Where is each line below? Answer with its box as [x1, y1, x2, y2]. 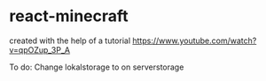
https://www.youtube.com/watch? [132, 35, 257, 46]
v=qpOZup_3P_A [9, 44, 71, 55]
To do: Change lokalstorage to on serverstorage [9, 62, 184, 72]
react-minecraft [9, 6, 129, 26]
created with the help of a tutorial [9, 35, 131, 46]
